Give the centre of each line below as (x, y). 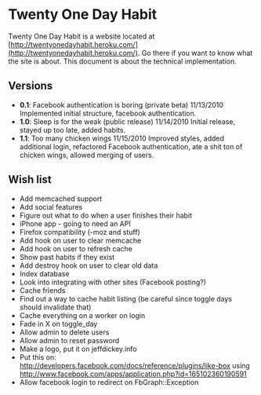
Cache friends (42, 290)
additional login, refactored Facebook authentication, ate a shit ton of (131, 146)
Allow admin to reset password (69, 340)
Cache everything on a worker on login (82, 315)
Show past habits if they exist (67, 257)
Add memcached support (61, 199)
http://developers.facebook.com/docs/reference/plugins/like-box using (135, 365)
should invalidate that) (55, 307)
